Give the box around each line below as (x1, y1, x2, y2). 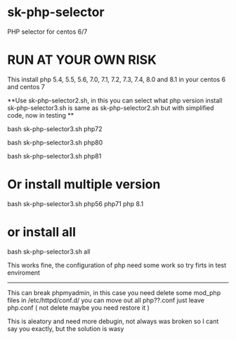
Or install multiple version (7, 177, 161, 193)
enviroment (7, 268, 41, 277)
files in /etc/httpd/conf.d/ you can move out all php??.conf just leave (7, 296, 205, 304)
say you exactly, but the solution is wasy (7, 324, 124, 333)
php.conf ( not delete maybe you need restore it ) (7, 303, 150, 312)
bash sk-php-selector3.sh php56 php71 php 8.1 (7, 199, 144, 208)
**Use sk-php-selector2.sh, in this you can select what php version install (7, 96, 223, 104)
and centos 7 (7, 82, 46, 91)
